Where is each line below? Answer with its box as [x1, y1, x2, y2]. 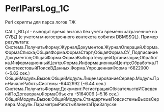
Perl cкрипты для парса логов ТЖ [5, 19, 76, 25]
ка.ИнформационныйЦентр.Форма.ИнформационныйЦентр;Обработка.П [5, 60, 159, 66]
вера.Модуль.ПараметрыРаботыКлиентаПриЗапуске [5, 101, 117, 107]
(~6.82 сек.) [5, 70, 30, 76]
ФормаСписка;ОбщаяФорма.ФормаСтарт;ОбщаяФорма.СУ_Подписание [5, 49, 158, 55]
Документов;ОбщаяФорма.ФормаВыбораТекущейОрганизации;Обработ [5, 54, 158, 60]
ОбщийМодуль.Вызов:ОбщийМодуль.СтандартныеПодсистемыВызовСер [5, 96, 160, 102]
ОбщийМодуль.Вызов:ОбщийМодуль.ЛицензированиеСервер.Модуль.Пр [5, 75, 160, 81]
